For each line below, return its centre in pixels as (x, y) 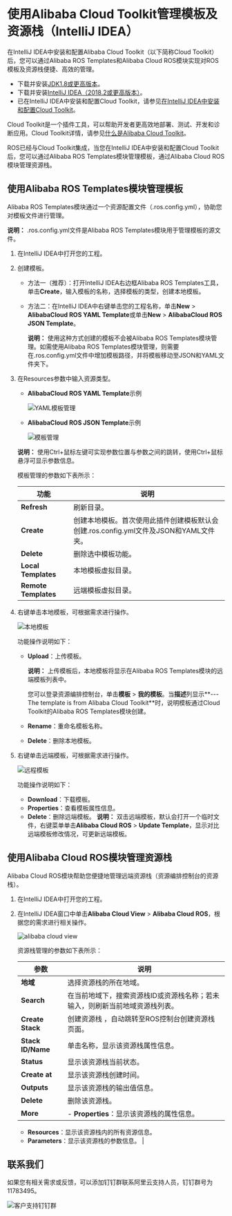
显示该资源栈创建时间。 (105, 1074)
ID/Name (35, 1049)
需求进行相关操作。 (63, 922)
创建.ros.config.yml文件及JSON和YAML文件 (144, 530)
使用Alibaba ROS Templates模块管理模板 (95, 189)
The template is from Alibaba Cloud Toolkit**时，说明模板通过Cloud (124, 702)
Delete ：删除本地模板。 (61, 740)
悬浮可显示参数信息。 (47, 461)
